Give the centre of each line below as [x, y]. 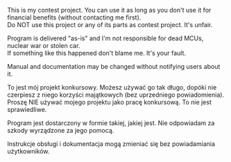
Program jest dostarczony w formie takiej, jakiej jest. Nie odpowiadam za [111, 123]
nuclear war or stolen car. [44, 46]
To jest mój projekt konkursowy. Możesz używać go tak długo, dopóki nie [112, 87]
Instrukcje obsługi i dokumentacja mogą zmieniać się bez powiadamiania [111, 144]
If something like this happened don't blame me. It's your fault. [96, 53]
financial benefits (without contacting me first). [74, 17]
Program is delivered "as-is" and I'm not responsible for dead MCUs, [105, 38]
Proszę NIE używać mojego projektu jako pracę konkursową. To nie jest [109, 102]
